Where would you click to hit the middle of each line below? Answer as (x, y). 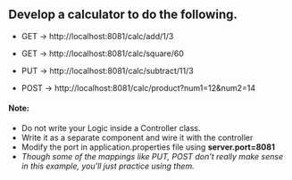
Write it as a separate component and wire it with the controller (137, 138)
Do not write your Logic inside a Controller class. (111, 128)
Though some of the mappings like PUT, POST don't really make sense (152, 157)
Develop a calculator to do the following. (123, 15)
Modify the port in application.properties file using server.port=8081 (148, 147)
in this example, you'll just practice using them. (108, 166)
